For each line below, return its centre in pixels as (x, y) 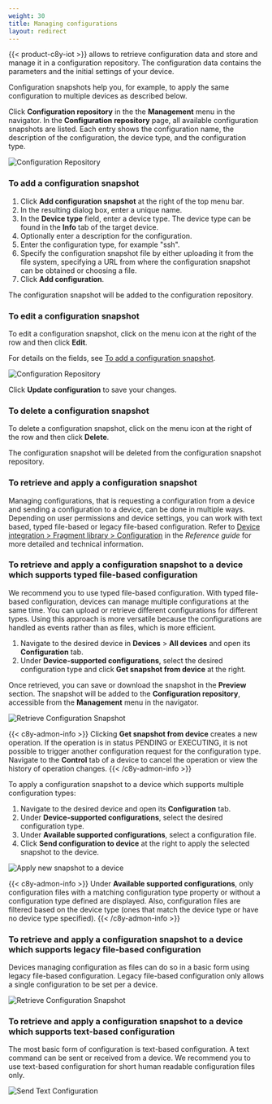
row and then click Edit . (48, 342)
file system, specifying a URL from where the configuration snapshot (135, 262)
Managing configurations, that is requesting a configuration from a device (132, 500)
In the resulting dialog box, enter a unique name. (101, 209)
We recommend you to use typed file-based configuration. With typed (126, 592)
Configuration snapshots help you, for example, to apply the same (119, 87)
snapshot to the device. (60, 851)
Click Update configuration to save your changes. (93, 389)
